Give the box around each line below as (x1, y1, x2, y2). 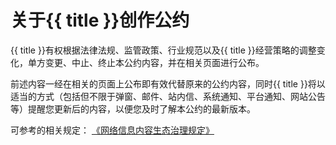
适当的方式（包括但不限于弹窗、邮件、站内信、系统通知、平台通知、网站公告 (10, 90, 326, 102)
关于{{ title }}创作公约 (10, 9, 190, 32)
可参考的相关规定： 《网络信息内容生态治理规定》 (10, 124, 215, 136)
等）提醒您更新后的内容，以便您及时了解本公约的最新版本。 (10, 102, 256, 115)
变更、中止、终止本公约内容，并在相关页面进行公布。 (44, 56, 265, 68)
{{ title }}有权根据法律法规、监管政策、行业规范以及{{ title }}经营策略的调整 (10, 44, 317, 56)
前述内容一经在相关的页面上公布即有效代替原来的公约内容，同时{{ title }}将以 (10, 77, 326, 90)
